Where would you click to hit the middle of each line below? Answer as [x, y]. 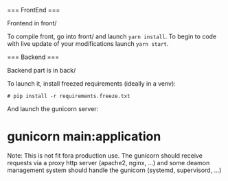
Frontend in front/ [32, 23]
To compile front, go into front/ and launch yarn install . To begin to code [112, 36]
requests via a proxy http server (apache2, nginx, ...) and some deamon [109, 162]
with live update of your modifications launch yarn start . [88, 44]
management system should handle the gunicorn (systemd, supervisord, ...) [114, 170]
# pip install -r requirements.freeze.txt [69, 96]
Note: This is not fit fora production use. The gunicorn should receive [105, 155]
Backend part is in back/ [42, 70]
